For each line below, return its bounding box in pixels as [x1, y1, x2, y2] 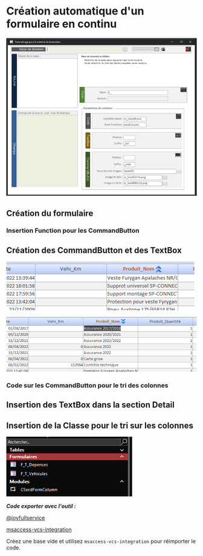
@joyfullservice [6, 514, 45, 522]
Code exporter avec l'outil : [6, 503, 76, 510]
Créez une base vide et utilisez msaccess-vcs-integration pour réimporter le [6, 538, 196, 545]
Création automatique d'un [6, 4, 144, 18]
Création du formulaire [6, 208, 94, 219]
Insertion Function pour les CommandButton [6, 227, 140, 235]
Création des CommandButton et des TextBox [6, 245, 182, 255]
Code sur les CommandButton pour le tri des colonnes [6, 381, 169, 389]
